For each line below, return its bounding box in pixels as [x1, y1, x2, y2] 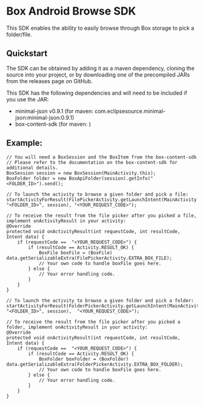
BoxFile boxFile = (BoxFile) [38, 250, 113, 256]
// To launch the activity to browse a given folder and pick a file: [6, 191, 189, 197]
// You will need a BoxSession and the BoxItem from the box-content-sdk [6, 154, 197, 160]
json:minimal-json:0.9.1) [15, 114, 75, 121]
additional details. [6, 165, 59, 171]
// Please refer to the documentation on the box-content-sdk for [6, 159, 178, 165]
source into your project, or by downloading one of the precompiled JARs [6, 71, 190, 78]
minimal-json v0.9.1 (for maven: [15, 107, 93, 115]
